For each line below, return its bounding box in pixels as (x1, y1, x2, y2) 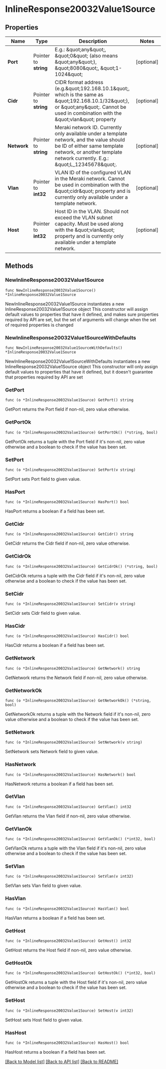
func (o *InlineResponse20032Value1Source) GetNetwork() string (5, 666, 140, 671)
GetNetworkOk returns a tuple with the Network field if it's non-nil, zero (5, 711, 151, 717)
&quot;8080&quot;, (54, 65, 100, 71)
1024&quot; (54, 71, 83, 78)
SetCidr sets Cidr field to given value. (5, 610, 81, 616)
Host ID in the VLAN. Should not (54, 208, 129, 214)
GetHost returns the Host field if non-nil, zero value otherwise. (5, 947, 132, 953)
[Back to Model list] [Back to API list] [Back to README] (5, 1059, 119, 1065)
